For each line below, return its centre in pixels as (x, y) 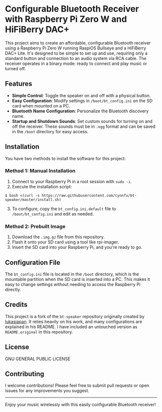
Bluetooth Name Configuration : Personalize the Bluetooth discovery (80, 111)
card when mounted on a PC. (41, 106)
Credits (16, 305)
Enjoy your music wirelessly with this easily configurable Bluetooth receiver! (80, 405)
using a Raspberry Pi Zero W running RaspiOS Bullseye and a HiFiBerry (75, 48)
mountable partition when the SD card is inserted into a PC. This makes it (78, 279)
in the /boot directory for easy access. (50, 131)
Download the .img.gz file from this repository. (58, 237)
